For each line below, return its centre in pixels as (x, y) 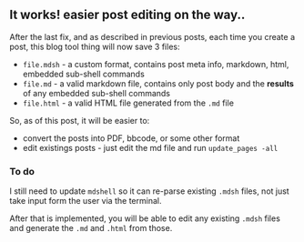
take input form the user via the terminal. (86, 201)
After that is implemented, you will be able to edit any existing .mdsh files (145, 218)
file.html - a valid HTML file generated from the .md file (128, 103)
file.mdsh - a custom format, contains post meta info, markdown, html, (156, 64)
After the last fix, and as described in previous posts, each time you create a (152, 36)
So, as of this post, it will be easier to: (80, 120)
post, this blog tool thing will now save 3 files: (95, 46)
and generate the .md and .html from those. (91, 228)
